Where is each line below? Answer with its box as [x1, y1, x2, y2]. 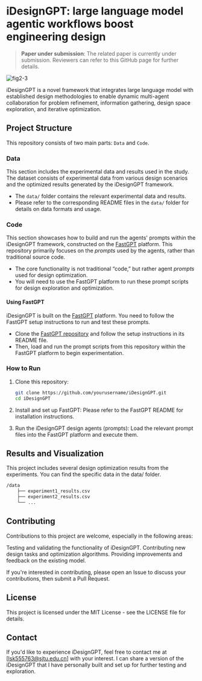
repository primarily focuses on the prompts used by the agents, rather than [6, 247, 195, 255]
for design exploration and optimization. [14, 284, 115, 292]
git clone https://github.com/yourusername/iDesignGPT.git [14, 389, 167, 396]
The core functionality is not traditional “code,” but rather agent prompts [14, 265, 195, 273]
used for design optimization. [14, 272, 88, 279]
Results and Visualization [6, 448, 104, 458]
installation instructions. [14, 412, 74, 420]
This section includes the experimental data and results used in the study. [6, 168, 189, 175]
